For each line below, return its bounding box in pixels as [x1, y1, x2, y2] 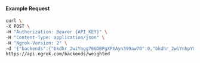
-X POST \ [5, 24, 30, 30]
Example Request [5, 5, 50, 12]
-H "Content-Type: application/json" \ [5, 34, 105, 40]
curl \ [5, 18, 22, 24]
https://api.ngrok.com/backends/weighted [5, 51, 110, 57]
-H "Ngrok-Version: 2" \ [5, 40, 67, 46]
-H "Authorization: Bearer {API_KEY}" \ [5, 29, 108, 35]
